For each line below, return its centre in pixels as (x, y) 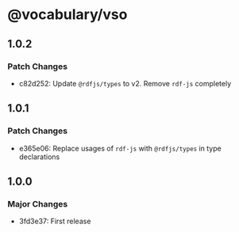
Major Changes (38, 203)
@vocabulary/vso (67, 15)
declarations (39, 157)
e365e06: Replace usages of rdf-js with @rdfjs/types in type (120, 148)
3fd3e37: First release (55, 221)
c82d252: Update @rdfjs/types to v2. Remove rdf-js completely (125, 83)
